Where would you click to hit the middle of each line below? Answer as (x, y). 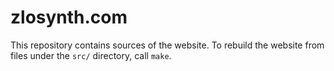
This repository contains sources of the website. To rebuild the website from (167, 45)
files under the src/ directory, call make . (91, 55)
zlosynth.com (69, 17)
